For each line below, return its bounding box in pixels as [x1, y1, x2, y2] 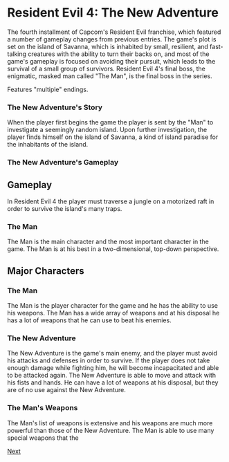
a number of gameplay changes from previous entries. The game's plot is [7, 35, 217, 43]
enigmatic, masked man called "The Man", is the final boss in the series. [7, 71, 212, 80]
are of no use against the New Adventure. [7, 386, 126, 394]
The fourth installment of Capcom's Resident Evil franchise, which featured [7, 28, 221, 36]
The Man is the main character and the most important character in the [7, 237, 209, 246]
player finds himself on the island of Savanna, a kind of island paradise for [7, 133, 219, 141]
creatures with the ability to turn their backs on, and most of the [27, 50, 210, 58]
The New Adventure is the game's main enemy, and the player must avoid [7, 349, 218, 358]
